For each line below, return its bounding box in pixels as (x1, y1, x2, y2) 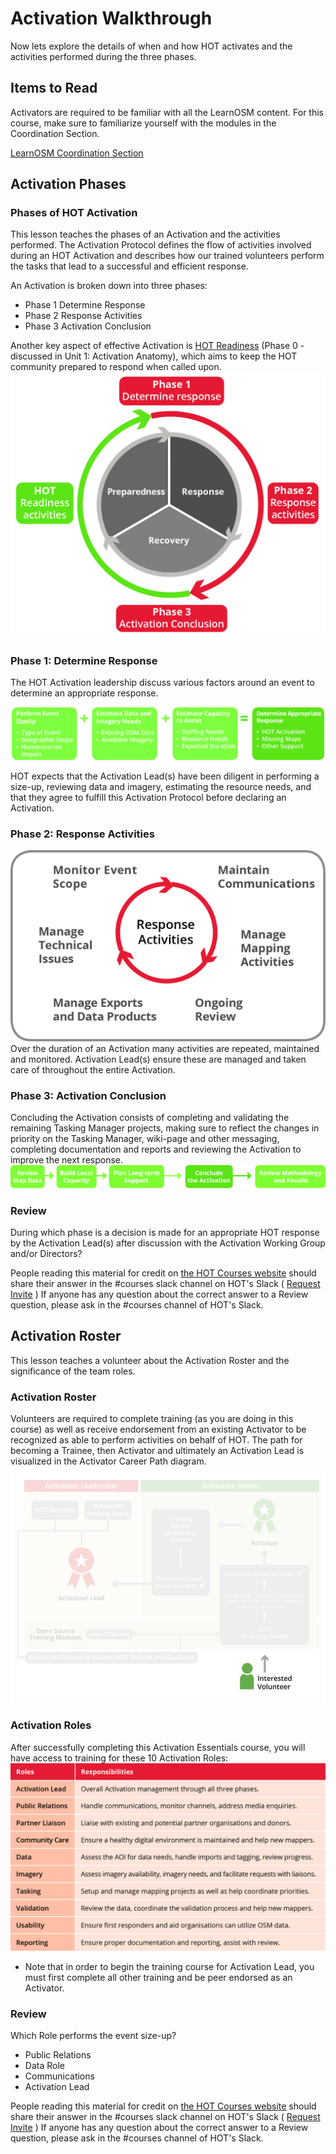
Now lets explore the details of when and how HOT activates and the (10, 40, 293, 52)
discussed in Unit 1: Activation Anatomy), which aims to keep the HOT (10, 350, 298, 362)
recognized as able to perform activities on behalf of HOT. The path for (10, 1434, 303, 1446)
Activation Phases (10, 176, 127, 193)
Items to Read (10, 80, 98, 97)
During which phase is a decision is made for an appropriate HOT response (10, 1227, 320, 1239)
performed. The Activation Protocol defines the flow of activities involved (10, 239, 312, 251)
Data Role (24, 2060, 65, 2072)
